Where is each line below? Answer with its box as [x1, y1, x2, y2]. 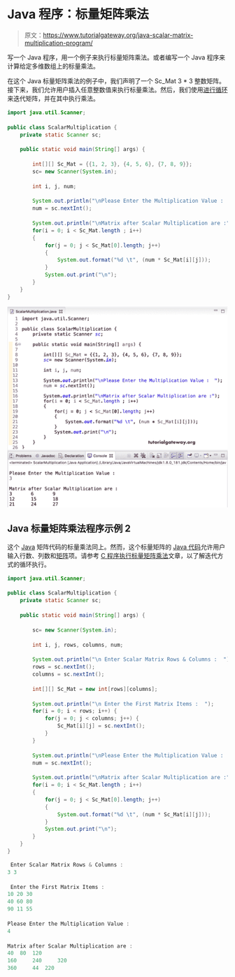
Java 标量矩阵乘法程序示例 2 [7, 522, 131, 535]
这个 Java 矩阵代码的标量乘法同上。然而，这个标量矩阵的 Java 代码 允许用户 [7, 543, 226, 551]
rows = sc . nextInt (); [32, 664, 96, 671]
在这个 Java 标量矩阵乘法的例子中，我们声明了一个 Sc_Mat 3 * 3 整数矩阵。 [7, 76, 226, 85]
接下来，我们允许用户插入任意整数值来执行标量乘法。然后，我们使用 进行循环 [7, 85, 228, 94]
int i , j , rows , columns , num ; [32, 641, 124, 648]
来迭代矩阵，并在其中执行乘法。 [7, 94, 99, 102]
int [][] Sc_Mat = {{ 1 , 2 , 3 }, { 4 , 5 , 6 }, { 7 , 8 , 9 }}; [32, 161, 192, 168]
